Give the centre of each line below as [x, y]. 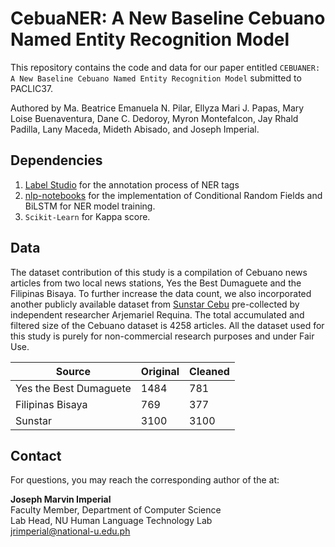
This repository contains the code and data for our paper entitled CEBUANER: [165, 67]
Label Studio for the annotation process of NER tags [132, 184]
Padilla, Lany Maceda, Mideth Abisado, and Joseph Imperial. [135, 129]
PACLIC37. [32, 88]
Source [73, 371]
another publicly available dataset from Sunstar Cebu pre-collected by [155, 304]
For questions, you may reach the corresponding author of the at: [145, 480]
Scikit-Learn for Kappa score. [87, 216]
